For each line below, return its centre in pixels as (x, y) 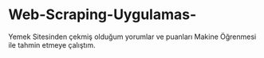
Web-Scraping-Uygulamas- (102, 15)
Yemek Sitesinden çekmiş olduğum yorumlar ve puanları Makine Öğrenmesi (132, 37)
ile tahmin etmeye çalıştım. (52, 44)
